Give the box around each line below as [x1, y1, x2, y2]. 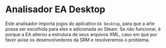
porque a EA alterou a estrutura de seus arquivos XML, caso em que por [5, 31, 157, 37]
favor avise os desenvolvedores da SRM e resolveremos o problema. [5, 37, 150, 43]
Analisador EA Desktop [5, 4, 106, 15]
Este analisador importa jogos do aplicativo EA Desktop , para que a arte [5, 20, 155, 27]
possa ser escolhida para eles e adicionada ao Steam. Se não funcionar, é [5, 26, 161, 32]
